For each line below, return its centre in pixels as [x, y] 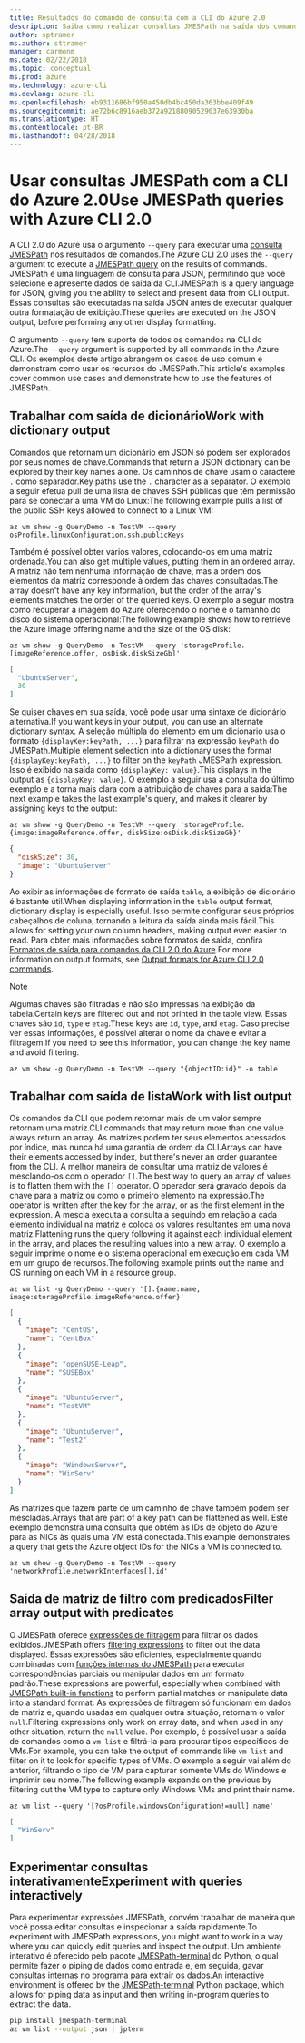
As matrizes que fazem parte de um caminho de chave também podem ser [149, 1507]
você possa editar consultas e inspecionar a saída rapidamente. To [133, 1927]
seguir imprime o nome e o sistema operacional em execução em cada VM [149, 1253]
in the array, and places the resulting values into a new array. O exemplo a [148, 1244]
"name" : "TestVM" [59, 1406]
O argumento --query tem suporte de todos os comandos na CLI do [136, 339]
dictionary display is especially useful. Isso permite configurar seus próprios [152, 911]
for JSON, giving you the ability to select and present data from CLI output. [149, 292]
